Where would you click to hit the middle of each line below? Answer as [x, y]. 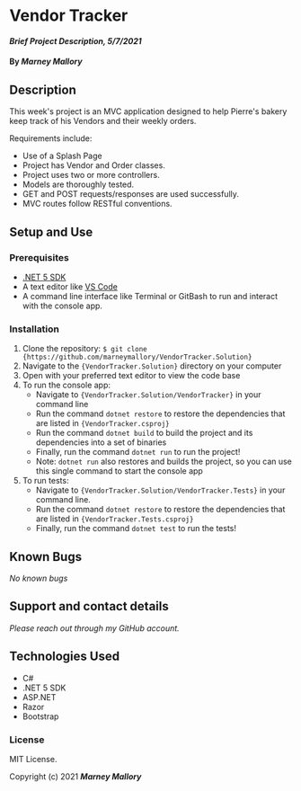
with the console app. [62, 306]
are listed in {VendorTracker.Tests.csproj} [115, 519]
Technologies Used [64, 657]
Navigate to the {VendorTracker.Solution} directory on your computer [152, 366]
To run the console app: [66, 385]
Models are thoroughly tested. [78, 184]
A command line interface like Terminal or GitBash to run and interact [150, 296]
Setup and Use [51, 231]
